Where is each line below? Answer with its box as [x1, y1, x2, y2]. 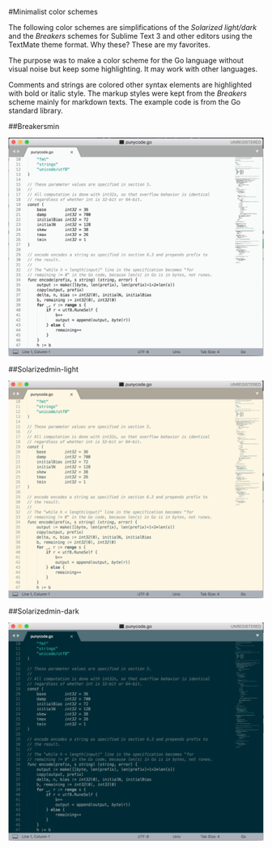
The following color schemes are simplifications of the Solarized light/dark [8, 23, 257, 32]
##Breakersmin [8, 122, 60, 131]
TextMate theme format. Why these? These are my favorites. [8, 40, 210, 50]
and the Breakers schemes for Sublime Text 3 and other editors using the [8, 32, 253, 41]
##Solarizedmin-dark [8, 606, 79, 616]
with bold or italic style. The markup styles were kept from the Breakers [8, 88, 247, 98]
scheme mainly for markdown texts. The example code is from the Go [8, 97, 241, 106]
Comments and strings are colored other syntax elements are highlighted [8, 80, 253, 89]
